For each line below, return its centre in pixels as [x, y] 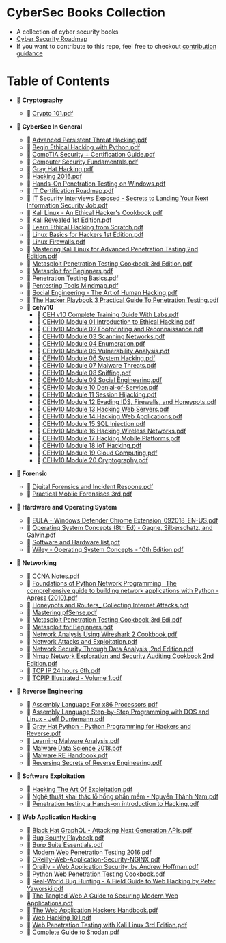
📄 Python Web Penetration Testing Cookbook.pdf [96, 874]
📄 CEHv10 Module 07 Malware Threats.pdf [96, 365]
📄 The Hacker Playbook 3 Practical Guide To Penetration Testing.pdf [123, 300]
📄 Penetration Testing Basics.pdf [72, 278]
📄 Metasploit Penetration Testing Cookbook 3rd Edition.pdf [109, 263]
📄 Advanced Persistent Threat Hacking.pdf [87, 140]
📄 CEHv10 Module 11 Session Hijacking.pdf [97, 394]
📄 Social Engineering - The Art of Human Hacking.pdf [102, 292]
